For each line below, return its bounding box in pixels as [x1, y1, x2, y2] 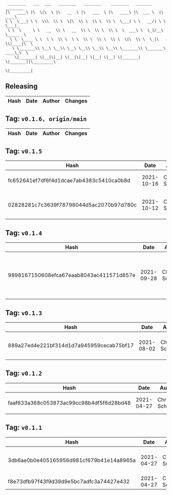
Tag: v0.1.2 [5, 369, 42, 378]
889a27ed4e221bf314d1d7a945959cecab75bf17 [8, 342, 134, 349]
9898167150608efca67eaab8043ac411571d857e [8, 272, 136, 279]
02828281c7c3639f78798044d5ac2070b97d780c [8, 201, 137, 208]
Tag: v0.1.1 [5, 423, 42, 432]
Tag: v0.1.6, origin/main [5, 115, 87, 123]
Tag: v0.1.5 [5, 147, 42, 156]
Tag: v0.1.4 [5, 229, 42, 237]
